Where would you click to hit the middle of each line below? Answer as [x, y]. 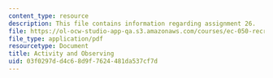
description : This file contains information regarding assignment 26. [132, 24]
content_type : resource [49, 16]
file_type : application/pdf [56, 39]
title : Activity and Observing [61, 54]
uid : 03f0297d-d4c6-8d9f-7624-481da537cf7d [83, 62]
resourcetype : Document [49, 46]
